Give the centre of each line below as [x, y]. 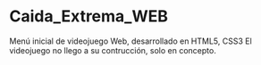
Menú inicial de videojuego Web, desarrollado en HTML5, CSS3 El [130, 41]
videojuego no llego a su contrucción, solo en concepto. [113, 50]
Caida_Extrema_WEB [88, 16]
